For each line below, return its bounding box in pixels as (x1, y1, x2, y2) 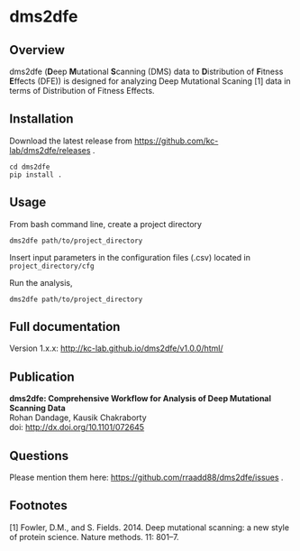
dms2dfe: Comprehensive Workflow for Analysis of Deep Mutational (9, 393, 272, 404)
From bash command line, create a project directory (9, 218, 203, 229)
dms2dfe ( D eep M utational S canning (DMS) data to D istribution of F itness (9, 66, 284, 77)
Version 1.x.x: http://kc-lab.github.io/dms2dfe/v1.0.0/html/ (9, 343, 223, 354)
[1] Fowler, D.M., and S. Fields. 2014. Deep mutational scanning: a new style (9, 521, 290, 533)
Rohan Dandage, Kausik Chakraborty (9, 412, 147, 423)
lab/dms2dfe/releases (9, 144, 91, 155)
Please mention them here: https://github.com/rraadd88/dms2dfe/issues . (9, 472, 284, 483)
